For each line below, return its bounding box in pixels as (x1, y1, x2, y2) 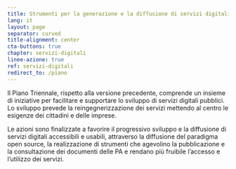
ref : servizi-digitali (7, 63, 74, 70)
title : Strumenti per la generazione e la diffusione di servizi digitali (7, 10, 231, 18)
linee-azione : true (7, 56, 65, 63)
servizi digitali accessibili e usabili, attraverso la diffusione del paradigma (7, 132, 218, 141)
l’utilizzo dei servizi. (7, 154, 65, 163)
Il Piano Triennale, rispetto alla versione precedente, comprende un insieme (7, 89, 226, 97)
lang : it (7, 17, 33, 24)
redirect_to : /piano (7, 69, 68, 76)
